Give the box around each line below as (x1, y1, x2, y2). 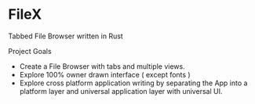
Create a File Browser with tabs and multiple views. (19, 61, 186, 71)
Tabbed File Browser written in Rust (8, 31, 123, 41)
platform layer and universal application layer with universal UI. (19, 86, 223, 95)
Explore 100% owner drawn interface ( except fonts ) (19, 70, 191, 79)
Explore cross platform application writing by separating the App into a (19, 78, 248, 88)
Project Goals (8, 46, 53, 56)
